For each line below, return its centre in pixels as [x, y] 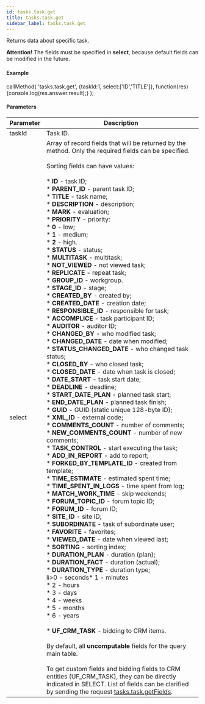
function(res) [172, 87]
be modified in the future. [38, 59]
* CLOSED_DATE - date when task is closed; [111, 371]
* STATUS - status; [74, 249]
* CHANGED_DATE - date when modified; [107, 341]
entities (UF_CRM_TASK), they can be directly [111, 676]
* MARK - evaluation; [78, 212]
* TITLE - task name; [77, 196]
